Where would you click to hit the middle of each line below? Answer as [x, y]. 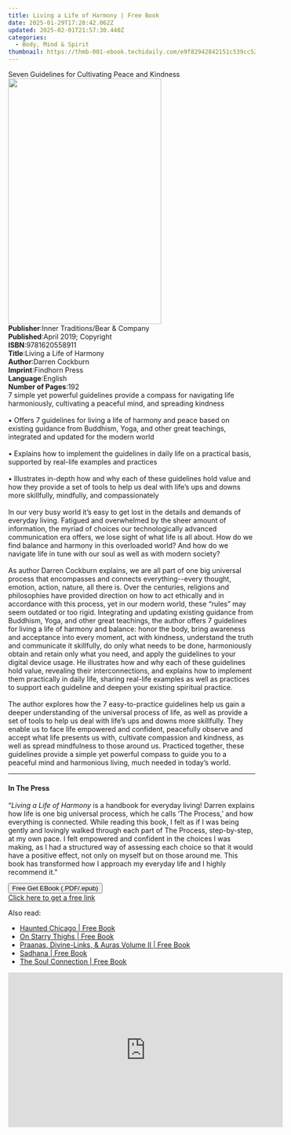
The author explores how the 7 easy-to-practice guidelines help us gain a [127, 704]
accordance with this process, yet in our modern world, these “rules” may [127, 604]
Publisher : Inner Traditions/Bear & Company [79, 328]
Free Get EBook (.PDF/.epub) [55, 889]
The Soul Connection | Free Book [73, 962]
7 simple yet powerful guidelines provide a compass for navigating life [122, 395]
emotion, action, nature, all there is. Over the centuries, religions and [119, 587]
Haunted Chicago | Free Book [67, 928]
